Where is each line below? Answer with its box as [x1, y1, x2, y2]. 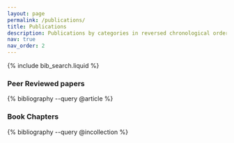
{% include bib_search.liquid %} [7, 62, 100, 69]
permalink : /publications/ [7, 17, 86, 24]
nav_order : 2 [7, 42, 45, 49]
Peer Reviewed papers [7, 78, 85, 88]
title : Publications [7, 23, 68, 30]
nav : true [7, 36, 36, 43]
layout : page [7, 10, 45, 17]
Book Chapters [7, 112, 59, 121]
